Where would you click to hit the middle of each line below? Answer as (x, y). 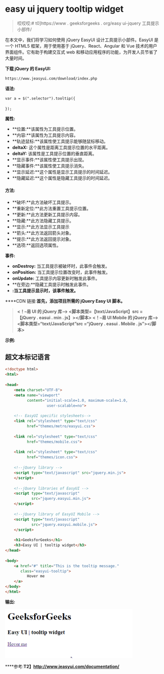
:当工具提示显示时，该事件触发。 (45, 290)
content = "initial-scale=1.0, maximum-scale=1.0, (77, 400)
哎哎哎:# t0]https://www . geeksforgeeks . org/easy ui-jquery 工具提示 (88, 23)
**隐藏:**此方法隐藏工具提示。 (43, 220)
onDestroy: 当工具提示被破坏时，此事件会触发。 (61, 266)
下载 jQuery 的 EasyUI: (28, 68)
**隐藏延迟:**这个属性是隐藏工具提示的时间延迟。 (62, 178)
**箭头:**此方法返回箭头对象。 (43, 233)
